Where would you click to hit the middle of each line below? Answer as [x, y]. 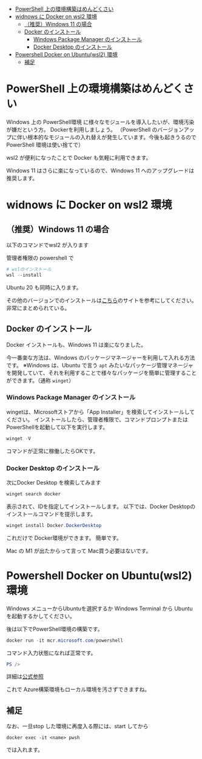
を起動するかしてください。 [41, 616]
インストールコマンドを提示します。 [51, 514]
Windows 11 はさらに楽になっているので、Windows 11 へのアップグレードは [100, 170]
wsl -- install [24, 275]
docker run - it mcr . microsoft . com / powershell [65, 640]
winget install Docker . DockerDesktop [54, 525]
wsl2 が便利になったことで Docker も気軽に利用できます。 [79, 157]
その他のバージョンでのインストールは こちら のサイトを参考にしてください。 [102, 300]
